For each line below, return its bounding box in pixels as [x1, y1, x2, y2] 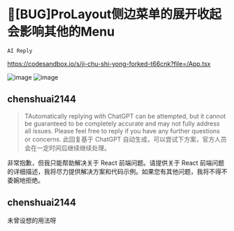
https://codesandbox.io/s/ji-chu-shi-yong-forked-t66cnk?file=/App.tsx [7, 59, 211, 68]
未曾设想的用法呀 [7, 216, 57, 224]
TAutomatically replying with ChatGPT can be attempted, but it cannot [24, 112, 226, 120]
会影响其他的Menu [7, 24, 115, 40]
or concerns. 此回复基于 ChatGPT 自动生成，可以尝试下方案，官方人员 [24, 135, 227, 143]
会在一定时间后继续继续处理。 [24, 144, 110, 152]
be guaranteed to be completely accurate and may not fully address [24, 119, 220, 128]
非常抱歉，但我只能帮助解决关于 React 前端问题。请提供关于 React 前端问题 [7, 158, 225, 167]
